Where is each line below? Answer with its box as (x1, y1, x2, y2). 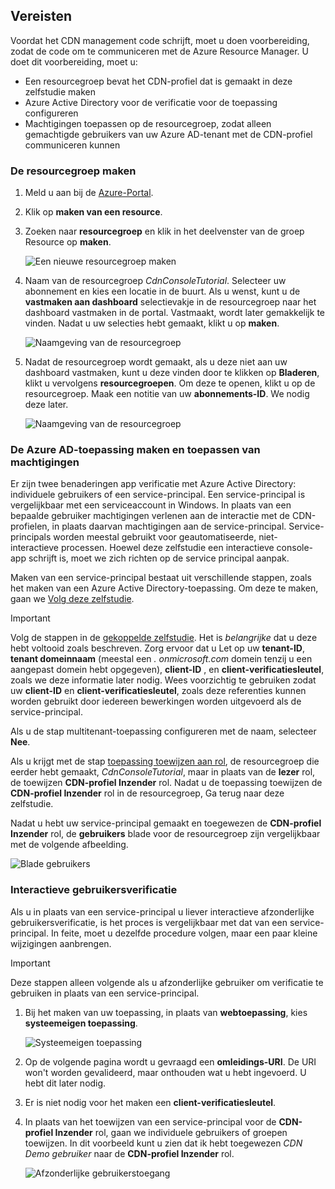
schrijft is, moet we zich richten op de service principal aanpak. (28, 552, 290, 564)
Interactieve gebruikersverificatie (10, 883, 178, 897)
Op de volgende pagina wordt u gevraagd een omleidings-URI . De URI (24, 1055, 317, 1068)
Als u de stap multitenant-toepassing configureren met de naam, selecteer (10, 725, 317, 738)
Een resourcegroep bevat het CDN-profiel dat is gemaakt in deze (24, 75, 293, 87)
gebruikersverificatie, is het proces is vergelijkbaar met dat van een (10, 916, 288, 928)
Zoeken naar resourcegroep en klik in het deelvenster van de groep (24, 225, 305, 238)
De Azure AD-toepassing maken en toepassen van (10, 443, 261, 457)
